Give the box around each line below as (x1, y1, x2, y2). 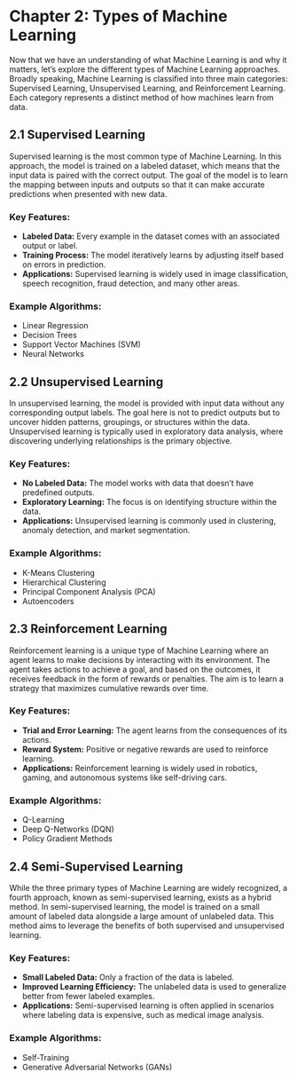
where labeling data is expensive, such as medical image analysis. (21, 1010, 264, 1021)
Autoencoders (21, 595, 74, 606)
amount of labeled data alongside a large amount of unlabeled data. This (9, 911, 275, 921)
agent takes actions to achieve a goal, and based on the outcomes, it (9, 664, 261, 674)
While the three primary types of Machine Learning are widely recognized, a (9, 882, 288, 893)
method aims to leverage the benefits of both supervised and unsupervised (9, 920, 285, 931)
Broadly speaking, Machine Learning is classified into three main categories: (9, 73, 288, 83)
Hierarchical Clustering (21, 577, 106, 587)
